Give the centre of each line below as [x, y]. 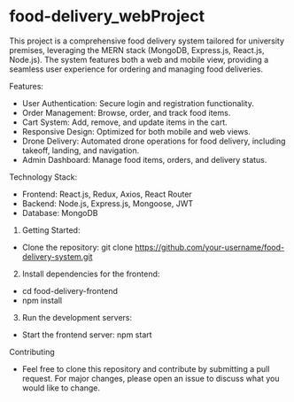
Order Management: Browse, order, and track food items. [126, 112]
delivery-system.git [57, 256]
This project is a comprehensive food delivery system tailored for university [147, 41]
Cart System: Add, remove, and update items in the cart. [124, 122]
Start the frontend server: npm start [87, 335]
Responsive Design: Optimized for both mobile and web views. [136, 131]
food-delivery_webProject [107, 16]
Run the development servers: [77, 317]
